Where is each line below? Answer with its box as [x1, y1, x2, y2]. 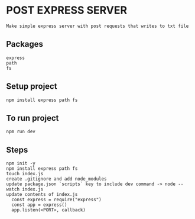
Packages [6, 39, 43, 49]
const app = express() [11, 202, 67, 208]
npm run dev [6, 128, 35, 135]
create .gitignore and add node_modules [6, 176, 108, 182]
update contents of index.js [6, 192, 78, 198]
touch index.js [6, 171, 44, 177]
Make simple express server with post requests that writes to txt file [6, 23, 189, 29]
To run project [6, 113, 59, 123]
